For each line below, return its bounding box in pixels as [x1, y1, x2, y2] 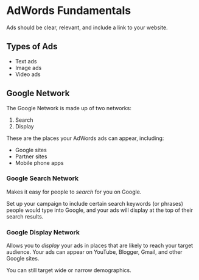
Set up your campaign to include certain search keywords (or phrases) [6, 200, 184, 207]
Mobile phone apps [15, 159, 64, 166]
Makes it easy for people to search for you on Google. [6, 188, 142, 195]
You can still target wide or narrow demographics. [6, 267, 132, 274]
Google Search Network [6, 174, 79, 183]
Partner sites [15, 153, 47, 160]
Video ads [15, 71, 41, 78]
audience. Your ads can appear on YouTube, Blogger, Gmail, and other [6, 248, 183, 256]
